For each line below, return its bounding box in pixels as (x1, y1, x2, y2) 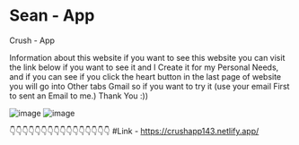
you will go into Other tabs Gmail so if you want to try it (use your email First (9, 81, 290, 91)
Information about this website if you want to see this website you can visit (9, 52, 286, 63)
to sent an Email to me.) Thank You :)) (9, 90, 149, 101)
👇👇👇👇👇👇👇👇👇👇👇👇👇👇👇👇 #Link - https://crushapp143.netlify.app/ (9, 125, 259, 136)
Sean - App (9, 5, 95, 26)
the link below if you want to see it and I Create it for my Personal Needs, (9, 62, 279, 72)
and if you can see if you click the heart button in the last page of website (9, 71, 282, 81)
